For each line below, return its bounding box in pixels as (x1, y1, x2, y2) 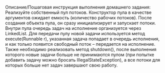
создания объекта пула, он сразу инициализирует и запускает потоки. (5, 20, 156, 26)
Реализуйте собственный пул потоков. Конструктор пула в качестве (5, 9, 151, 15)
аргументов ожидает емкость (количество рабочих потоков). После (5, 15, 152, 20)
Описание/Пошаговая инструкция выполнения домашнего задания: (5, 4, 151, 10)
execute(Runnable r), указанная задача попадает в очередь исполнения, (5, 36, 160, 42)
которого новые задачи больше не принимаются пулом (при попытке (5, 52, 154, 58)
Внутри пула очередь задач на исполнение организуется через (5, 25, 141, 31)
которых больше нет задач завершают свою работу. (5, 62, 118, 68)
